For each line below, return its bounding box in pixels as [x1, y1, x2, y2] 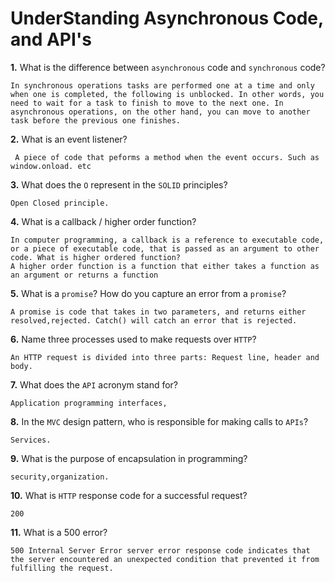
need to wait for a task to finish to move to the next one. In [10, 98, 284, 108]
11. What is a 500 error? [10, 526, 108, 538]
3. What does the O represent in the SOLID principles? [10, 178, 228, 191]
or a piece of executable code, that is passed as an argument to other [10, 243, 320, 254]
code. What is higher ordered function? [10, 252, 182, 262]
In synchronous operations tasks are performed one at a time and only [10, 80, 315, 91]
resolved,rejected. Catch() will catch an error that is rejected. [10, 315, 298, 326]
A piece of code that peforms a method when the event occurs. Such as [14, 152, 320, 162]
